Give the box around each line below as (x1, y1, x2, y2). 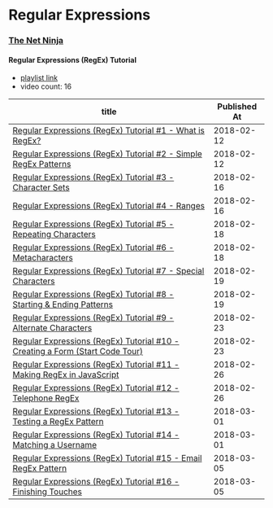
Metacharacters (12, 252, 73, 264)
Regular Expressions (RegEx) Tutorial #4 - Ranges (12, 200, 206, 212)
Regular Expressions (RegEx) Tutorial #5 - (12, 218, 175, 230)
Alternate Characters (12, 322, 93, 334)
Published (217, 101, 258, 112)
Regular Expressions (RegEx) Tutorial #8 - (12, 289, 175, 300)
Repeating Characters (12, 229, 96, 240)
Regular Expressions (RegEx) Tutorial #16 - (12, 476, 180, 488)
